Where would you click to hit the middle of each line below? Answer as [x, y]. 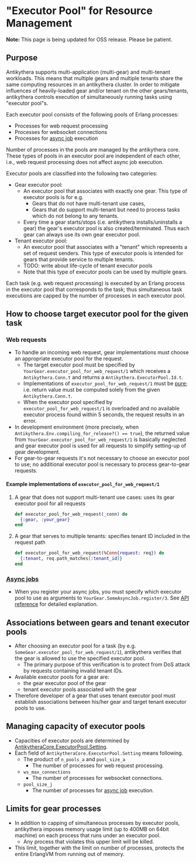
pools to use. [30, 708]
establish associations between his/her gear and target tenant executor [100, 702]
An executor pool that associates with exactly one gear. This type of [105, 191]
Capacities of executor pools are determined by [72, 740]
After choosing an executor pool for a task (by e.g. [75, 646]
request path [30, 542]
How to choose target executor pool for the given [97, 314]
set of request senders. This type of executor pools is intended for [103, 253]
